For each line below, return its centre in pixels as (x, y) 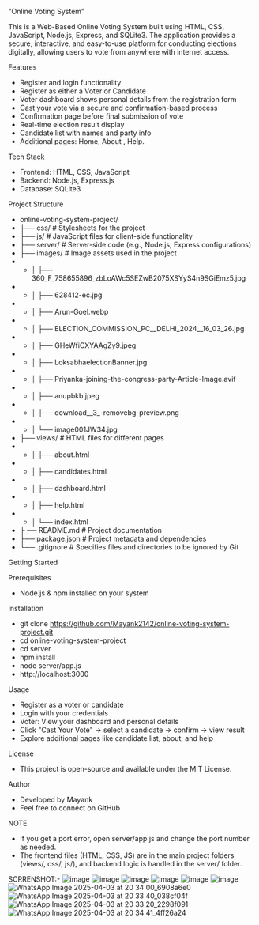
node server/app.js (50, 666)
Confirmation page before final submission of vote (101, 116)
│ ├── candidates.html (69, 471)
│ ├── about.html (60, 455)
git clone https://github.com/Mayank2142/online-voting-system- (124, 623)
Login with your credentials (64, 713)
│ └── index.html (60, 522)
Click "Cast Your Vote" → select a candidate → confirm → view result (132, 730)
